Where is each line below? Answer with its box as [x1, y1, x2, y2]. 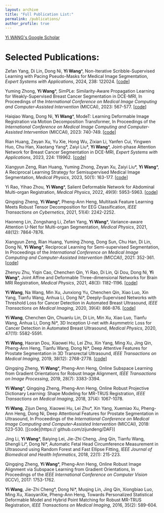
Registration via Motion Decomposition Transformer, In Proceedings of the [5, 119, 156, 125]
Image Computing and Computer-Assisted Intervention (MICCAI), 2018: [5, 421, 150, 427]
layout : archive [5, 7, 38, 12]
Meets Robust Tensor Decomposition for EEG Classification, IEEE [5, 204, 137, 210]
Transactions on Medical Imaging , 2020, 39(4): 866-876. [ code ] [5, 305, 136, 311]
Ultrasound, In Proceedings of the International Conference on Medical [5, 416, 149, 422]
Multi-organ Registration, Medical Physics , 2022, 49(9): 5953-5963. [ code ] [5, 189, 158, 195]
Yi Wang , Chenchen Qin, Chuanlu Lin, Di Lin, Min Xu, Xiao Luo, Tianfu [5, 315, 147, 321]
